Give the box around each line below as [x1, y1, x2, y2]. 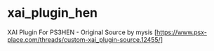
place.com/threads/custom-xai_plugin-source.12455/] [7, 35, 163, 43]
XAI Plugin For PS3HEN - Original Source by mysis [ [7, 28, 157, 36]
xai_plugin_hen [7, 5, 98, 21]
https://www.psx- [156, 28, 207, 36]
